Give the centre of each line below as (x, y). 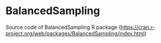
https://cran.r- (138, 27)
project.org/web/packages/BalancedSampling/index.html (75, 33)
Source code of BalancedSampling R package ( (63, 27)
